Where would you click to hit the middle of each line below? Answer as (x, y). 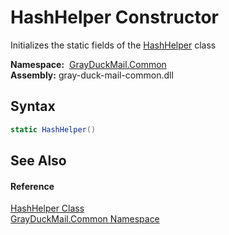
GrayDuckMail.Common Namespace (85, 219)
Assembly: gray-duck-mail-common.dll (92, 75)
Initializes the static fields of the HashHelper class (113, 45)
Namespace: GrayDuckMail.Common (88, 64)
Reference (32, 186)
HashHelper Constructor (114, 17)
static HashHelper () (53, 129)
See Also (38, 161)
